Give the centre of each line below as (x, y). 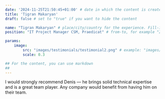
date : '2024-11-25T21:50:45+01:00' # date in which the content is (76, 10)
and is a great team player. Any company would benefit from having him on (81, 87)
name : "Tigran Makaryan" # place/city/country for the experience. (76, 27)
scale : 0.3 (34, 54)
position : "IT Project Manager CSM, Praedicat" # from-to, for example (80, 32)
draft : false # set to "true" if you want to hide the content (71, 19)
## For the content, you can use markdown (49, 63)
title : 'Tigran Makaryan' (31, 14)
